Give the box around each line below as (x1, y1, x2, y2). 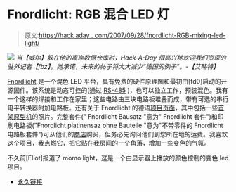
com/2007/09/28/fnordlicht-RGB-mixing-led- (94, 31, 226, 39)
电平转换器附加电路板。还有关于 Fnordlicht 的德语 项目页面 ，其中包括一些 (7, 103, 218, 112)
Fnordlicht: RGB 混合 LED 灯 (7, 6, 170, 23)
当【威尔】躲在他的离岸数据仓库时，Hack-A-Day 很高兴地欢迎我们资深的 (15, 53, 226, 62)
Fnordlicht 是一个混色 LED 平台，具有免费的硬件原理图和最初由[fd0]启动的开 (7, 77, 228, 85)
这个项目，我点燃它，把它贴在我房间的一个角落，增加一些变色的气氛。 (7, 139, 211, 147)
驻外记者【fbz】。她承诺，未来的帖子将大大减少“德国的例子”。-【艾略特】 (7, 62, 220, 70)
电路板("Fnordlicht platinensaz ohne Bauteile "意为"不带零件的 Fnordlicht (13, 121, 223, 129)
